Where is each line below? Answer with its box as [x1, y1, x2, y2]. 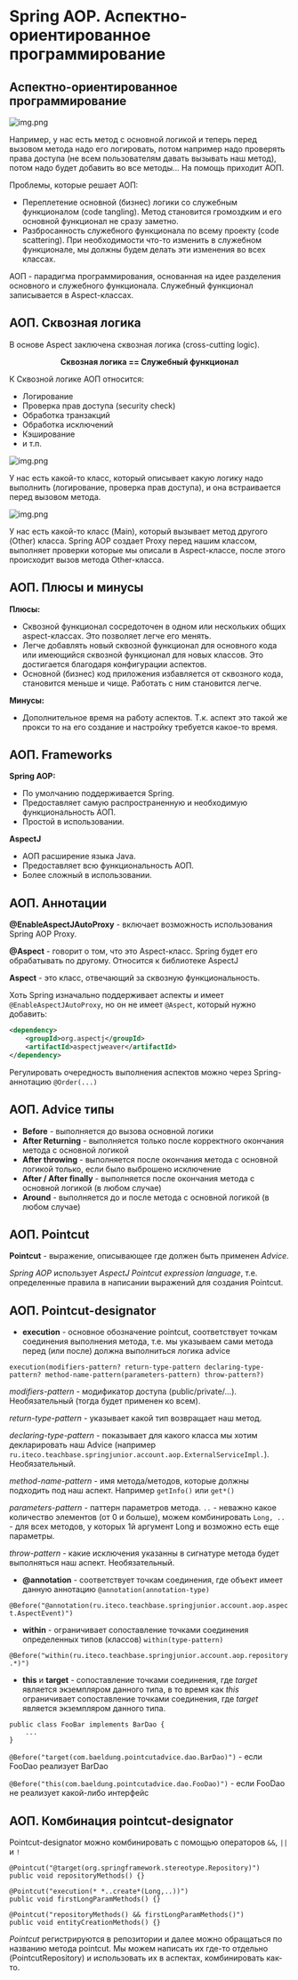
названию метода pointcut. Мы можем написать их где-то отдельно [9, 1944, 269, 1953]
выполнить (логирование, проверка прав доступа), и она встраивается [9, 482, 281, 493]
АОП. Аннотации [9, 896, 108, 911]
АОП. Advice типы [9, 1102, 115, 1117]
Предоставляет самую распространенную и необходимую [21, 798, 248, 809]
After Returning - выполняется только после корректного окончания [21, 1135, 285, 1146]
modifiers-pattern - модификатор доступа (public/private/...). [9, 1386, 238, 1397]
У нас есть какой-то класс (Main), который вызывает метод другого [9, 526, 269, 536]
